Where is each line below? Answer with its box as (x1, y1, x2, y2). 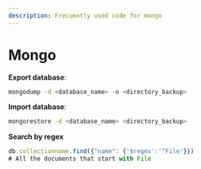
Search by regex (8, 132, 64, 142)
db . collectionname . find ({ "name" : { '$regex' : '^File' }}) (8, 147, 195, 155)
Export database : (8, 73, 67, 82)
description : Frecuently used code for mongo (8, 11, 162, 20)
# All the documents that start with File (8, 155, 152, 163)
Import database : (8, 102, 67, 112)
